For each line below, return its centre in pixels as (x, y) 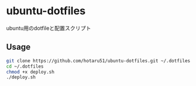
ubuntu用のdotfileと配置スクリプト (49, 28)
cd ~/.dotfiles (25, 66)
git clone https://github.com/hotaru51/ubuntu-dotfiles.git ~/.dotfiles (98, 60)
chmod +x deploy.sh (30, 72)
